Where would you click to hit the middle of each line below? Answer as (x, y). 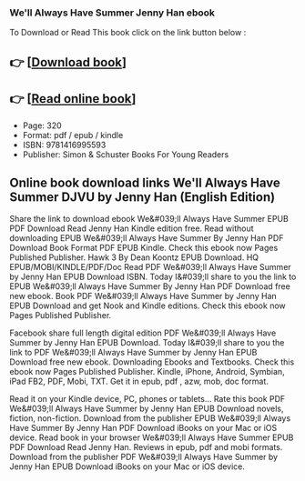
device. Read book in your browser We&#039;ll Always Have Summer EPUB (152, 437)
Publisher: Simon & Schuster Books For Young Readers (126, 154)
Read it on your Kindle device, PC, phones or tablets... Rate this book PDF (147, 399)
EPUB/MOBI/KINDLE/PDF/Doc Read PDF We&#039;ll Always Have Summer (150, 267)
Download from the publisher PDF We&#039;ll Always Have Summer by (144, 457)
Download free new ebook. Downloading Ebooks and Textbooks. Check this (152, 362)
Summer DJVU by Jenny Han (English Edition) (142, 197)
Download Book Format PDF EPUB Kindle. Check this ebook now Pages (144, 248)
